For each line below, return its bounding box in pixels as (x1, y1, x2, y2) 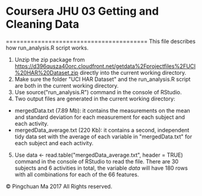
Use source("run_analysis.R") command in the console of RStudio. (14, 88, 182, 96)
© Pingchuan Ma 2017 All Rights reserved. (6, 183, 113, 190)
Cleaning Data (6, 17, 80, 31)
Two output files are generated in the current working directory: (14, 95, 176, 102)
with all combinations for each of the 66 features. (14, 170, 139, 178)
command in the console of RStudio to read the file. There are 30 (14, 157, 179, 165)
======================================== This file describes (6, 37, 196, 45)
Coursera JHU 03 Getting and (6, 4, 159, 18)
